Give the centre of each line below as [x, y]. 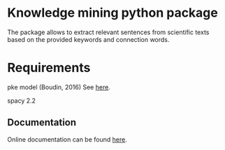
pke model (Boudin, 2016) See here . [59, 87]
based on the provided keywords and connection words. [88, 39]
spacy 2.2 [22, 100]
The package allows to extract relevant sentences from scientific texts [108, 32]
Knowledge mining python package [112, 13]
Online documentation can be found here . [67, 139]
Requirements [49, 68]
